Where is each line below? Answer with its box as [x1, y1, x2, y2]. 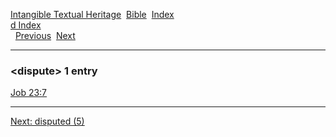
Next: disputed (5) [10, 115, 85, 128]
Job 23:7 [10, 87, 48, 99]
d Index [10, 19, 42, 31]
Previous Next [14, 30, 76, 41]
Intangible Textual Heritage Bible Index [10, 9, 175, 20]
